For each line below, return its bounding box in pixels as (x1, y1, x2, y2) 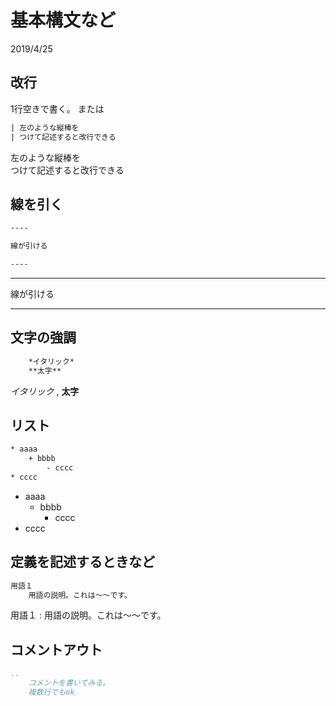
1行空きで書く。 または (10, 102, 105, 115)
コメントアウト (10, 641, 103, 658)
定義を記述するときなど (10, 554, 155, 571)
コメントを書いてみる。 (28, 678, 111, 688)
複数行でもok (28, 687, 75, 697)
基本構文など (10, 9, 117, 32)
